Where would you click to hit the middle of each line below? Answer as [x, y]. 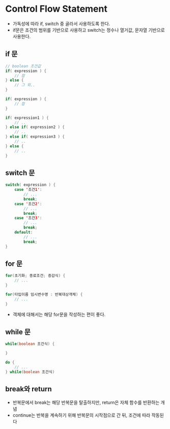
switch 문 [20, 173]
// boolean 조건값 [23, 66]
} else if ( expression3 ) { [35, 137]
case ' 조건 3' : [28, 218]
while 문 [18, 332]
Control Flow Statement [56, 9]
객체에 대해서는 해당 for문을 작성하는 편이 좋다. [59, 314]
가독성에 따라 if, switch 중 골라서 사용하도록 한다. [61, 23]
